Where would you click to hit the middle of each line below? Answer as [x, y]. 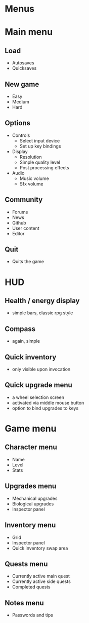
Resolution [31, 157]
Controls [21, 135]
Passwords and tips [33, 615]
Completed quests [31, 587]
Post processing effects [44, 167]
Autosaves [23, 63]
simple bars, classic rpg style [42, 313]
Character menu [31, 447]
